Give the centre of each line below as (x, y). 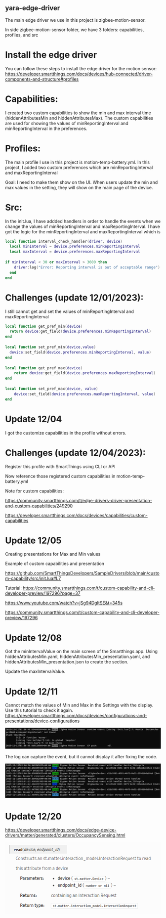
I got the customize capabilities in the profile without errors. (66, 433)
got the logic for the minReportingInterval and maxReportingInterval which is (83, 231)
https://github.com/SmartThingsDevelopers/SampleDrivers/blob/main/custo (82, 573)
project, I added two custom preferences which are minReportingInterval (79, 167)
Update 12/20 (33, 816)
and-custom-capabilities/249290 (39, 506)
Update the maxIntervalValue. (35, 671)
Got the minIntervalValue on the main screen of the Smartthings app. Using (82, 652)
